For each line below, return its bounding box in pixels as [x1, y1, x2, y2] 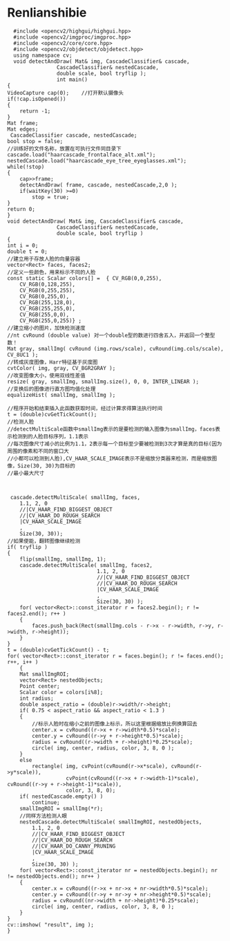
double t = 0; [7, 248, 48, 255]
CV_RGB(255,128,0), [19, 299, 76, 306]
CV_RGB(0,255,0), [19, 292, 70, 300]
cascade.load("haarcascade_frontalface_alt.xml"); [7, 151, 156, 158]
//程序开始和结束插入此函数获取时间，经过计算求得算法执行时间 [7, 404, 163, 412]
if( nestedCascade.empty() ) [19, 793, 104, 800]
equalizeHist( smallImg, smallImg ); [7, 391, 116, 398]
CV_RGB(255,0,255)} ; [19, 317, 82, 324]
